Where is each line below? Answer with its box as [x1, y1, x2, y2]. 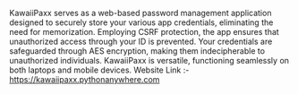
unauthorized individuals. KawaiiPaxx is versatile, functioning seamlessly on [9, 56, 289, 65]
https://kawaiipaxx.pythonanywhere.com [9, 74, 160, 84]
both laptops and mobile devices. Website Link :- [9, 64, 190, 75]
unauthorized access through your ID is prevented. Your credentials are [9, 36, 273, 47]
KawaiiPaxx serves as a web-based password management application [9, 8, 272, 18]
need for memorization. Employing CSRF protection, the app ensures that [9, 27, 279, 37]
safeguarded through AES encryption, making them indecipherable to [9, 46, 266, 56]
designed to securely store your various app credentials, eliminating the [9, 17, 274, 28]
